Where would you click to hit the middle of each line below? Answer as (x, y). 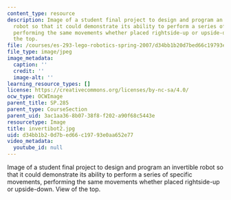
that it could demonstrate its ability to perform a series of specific (100, 175)
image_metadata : (30, 58)
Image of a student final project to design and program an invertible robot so (115, 167)
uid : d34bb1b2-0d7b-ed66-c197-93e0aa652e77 (70, 135)
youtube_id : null (38, 148)
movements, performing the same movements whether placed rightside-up (113, 182)
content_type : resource (41, 13)
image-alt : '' (33, 77)
